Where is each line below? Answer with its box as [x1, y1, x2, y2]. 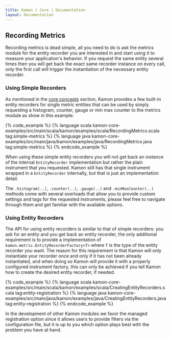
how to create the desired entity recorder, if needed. [5, 269, 115, 275]
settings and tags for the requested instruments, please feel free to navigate [5, 196, 165, 202]
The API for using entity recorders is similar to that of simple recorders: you [5, 225, 164, 232]
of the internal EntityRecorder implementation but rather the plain [5, 159, 143, 165]
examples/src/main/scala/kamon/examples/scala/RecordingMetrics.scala [5, 127, 160, 134]
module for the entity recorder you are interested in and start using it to [5, 50, 155, 56]
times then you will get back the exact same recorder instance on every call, [5, 61, 166, 67]
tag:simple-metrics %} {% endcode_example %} [5, 144, 108, 150]
